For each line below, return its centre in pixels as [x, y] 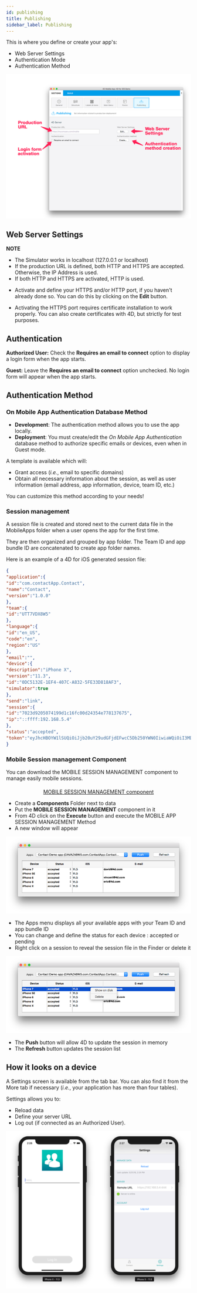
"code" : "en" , [22, 639]
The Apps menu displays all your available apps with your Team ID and [100, 923]
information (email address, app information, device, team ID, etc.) [94, 485]
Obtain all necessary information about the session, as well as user [95, 478]
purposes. [27, 320]
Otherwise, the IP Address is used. [56, 272]
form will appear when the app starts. [51, 377]
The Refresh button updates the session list [68, 1049]
